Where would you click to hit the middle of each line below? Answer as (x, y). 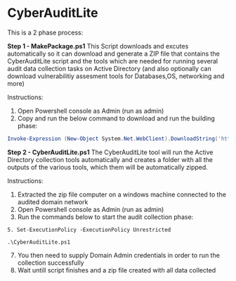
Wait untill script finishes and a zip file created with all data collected (117, 270)
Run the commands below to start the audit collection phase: (105, 217)
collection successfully (51, 263)
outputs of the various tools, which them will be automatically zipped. (108, 167)
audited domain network (53, 201)
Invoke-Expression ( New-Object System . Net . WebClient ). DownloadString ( (113, 139)
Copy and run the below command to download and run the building (116, 118)
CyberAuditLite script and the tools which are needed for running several (113, 61)
